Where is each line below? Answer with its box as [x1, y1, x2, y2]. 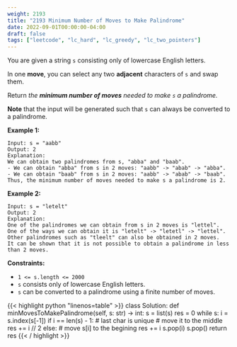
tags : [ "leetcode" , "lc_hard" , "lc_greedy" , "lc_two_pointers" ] [7, 37, 201, 44]
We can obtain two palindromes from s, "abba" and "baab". [7, 159, 185, 166]
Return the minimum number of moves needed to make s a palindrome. [7, 91, 218, 100]
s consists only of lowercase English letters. [17, 280, 146, 289]
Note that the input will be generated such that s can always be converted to [7, 105, 231, 113]
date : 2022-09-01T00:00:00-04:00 [7, 23, 106, 30]
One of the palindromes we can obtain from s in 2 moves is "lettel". [7, 222, 220, 229]
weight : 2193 [7, 10, 46, 18]
